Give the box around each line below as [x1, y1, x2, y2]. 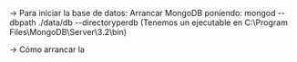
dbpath [9, 17, 36, 28]
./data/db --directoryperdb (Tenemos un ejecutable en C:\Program [37, 17, 289, 28]
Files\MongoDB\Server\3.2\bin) [9, 27, 128, 37]
